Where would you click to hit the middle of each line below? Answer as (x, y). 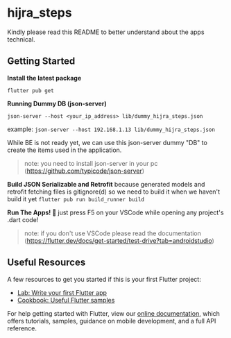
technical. (21, 39)
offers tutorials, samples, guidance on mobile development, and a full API (112, 321)
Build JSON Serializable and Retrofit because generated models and (106, 184)
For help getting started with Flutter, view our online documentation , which (114, 313)
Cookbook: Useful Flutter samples (66, 300)
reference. (22, 328)
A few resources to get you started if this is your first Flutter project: (104, 279)
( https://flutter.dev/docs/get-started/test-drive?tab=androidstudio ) (119, 240)
